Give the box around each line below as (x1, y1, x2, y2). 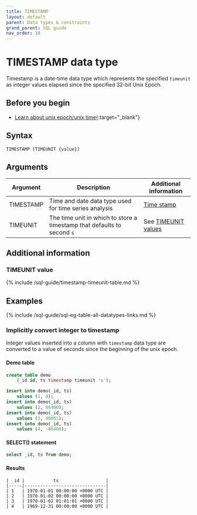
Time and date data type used (49, 197, 132, 205)
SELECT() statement (6, 439, 57, 446)
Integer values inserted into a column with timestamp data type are (6, 339, 166, 346)
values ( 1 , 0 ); (16, 394, 54, 400)
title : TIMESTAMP (6, 8, 49, 15)
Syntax (6, 131, 33, 141)
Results (6, 464, 25, 472)
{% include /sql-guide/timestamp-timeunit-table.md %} (6, 279, 140, 286)
